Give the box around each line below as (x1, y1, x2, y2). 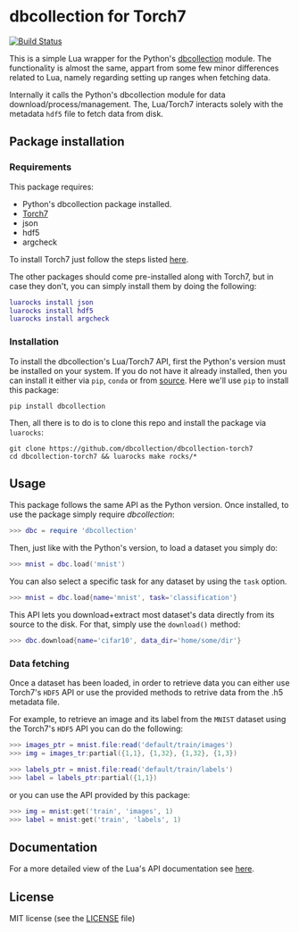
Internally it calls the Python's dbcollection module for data (9, 89, 226, 100)
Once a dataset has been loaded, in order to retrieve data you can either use (9, 678, 290, 688)
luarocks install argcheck (9, 314, 110, 323)
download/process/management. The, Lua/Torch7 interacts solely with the (9, 98, 284, 109)
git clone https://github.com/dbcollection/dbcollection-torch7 (9, 444, 253, 453)
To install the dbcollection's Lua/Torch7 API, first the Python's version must (9, 355, 286, 367)
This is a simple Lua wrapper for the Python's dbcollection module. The (9, 53, 272, 63)
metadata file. (9, 696, 60, 707)
